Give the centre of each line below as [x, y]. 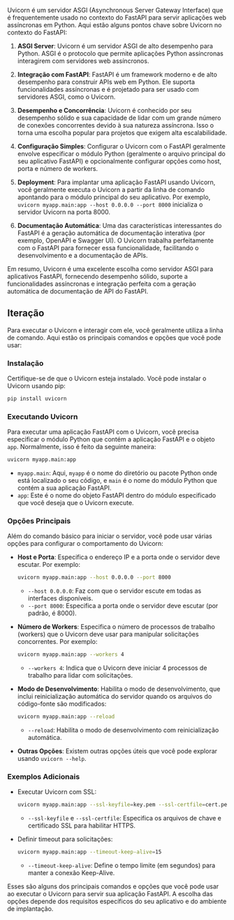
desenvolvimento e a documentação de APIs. [82, 255]
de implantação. [30, 909]
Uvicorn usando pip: [37, 386]
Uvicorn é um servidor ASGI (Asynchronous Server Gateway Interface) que [115, 10]
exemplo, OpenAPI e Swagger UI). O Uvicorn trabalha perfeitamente [116, 240]
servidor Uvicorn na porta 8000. [64, 212]
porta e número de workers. [58, 169]
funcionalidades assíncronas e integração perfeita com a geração [102, 284]
